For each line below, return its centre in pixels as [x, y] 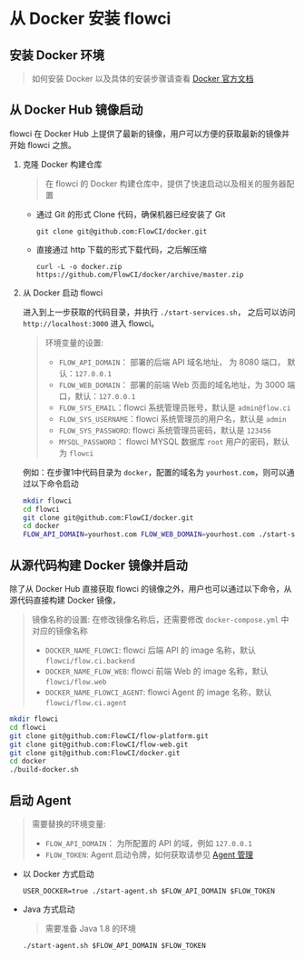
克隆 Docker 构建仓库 [62, 164]
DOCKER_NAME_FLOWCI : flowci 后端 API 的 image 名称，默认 [151, 650]
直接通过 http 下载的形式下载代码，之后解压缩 [121, 249]
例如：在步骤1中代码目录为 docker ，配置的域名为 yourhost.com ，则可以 [155, 472]
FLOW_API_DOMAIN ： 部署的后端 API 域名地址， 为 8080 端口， [172, 362]
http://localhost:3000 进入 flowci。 [91, 323]
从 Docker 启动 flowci [63, 293]
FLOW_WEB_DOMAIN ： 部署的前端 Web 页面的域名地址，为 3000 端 [177, 385]
